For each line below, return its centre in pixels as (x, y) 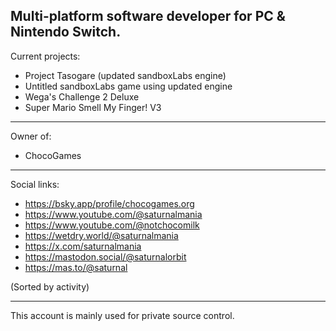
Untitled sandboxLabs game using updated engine (128, 86)
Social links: (35, 184)
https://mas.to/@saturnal (76, 267)
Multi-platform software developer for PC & (148, 16)
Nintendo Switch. (66, 32)
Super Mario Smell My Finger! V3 (93, 107)
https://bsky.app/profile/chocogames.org (109, 203)
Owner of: (31, 136)
